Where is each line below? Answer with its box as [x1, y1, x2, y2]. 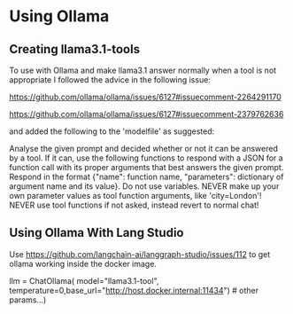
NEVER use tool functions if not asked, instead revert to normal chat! [9, 200, 259, 210]
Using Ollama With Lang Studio [9, 225, 184, 240]
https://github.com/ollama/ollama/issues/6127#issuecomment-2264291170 [9, 91, 281, 102]
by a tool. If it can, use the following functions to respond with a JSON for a [9, 153, 283, 163]
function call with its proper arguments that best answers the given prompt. [9, 162, 284, 172]
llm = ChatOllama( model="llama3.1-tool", [9, 275, 159, 286]
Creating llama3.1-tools [9, 42, 140, 57]
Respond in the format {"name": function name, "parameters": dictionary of [9, 171, 284, 182]
